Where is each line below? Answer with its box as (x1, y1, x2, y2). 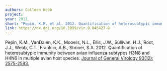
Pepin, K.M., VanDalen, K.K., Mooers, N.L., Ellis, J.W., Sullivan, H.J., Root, (5, 39, 155, 45)
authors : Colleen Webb (5, 7, 52, 12)
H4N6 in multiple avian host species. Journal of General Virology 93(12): (5, 55, 154, 61)
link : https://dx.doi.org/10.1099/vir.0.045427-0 (5, 26, 110, 31)
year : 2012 (5, 16, 28, 21)
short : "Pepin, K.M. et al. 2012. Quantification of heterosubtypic (5, 21, 150, 26)
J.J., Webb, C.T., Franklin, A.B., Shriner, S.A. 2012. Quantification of (5, 45, 143, 51)
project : (5, 12, 23, 17)
